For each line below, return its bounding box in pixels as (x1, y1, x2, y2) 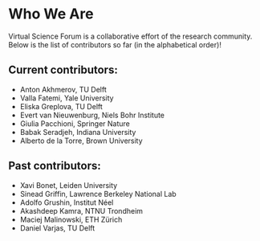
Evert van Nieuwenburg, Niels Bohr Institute (19, 110, 165, 120)
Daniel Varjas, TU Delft (19, 223, 95, 233)
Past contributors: (8, 159, 102, 173)
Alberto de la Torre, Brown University (19, 136, 143, 145)
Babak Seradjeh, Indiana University (19, 127, 136, 137)
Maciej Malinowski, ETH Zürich (19, 214, 123, 224)
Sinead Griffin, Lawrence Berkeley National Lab (19, 189, 177, 198)
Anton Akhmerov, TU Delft (19, 84, 107, 94)
